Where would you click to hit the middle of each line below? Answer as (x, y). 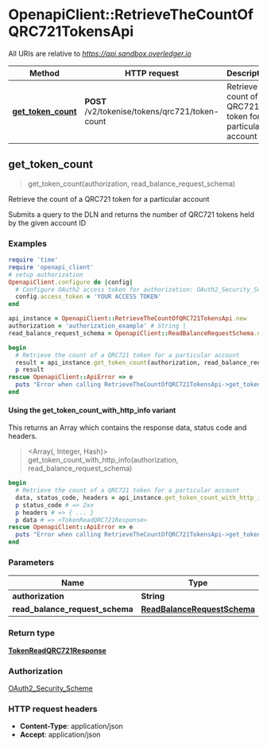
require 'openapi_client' (51, 267)
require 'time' (33, 260)
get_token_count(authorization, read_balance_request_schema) (132, 184)
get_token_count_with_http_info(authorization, (103, 460)
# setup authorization (46, 275)
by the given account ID (47, 223)
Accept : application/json (60, 735)
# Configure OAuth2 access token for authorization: (104, 289)
